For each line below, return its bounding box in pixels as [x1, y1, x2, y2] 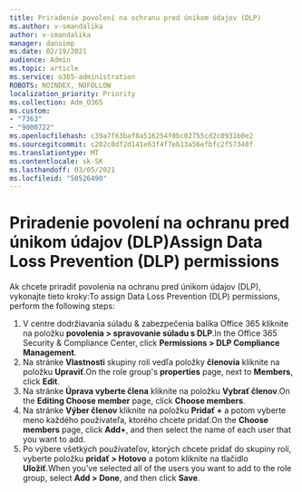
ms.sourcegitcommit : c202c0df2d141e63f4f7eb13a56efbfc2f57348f [9, 140, 254, 149]
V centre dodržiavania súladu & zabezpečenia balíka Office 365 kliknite [22, 319, 288, 330]
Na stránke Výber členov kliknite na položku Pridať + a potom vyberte [22, 405, 287, 416]
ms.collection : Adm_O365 [9, 97, 103, 107]
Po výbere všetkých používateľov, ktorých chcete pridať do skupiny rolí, [22, 444, 292, 455]
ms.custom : [9, 106, 51, 115]
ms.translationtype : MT [9, 148, 100, 157]
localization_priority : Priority [9, 89, 136, 98]
